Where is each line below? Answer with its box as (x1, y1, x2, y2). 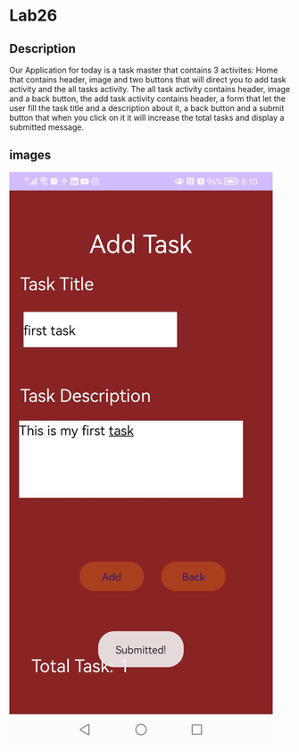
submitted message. (9, 122, 85, 132)
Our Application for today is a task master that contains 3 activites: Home (9, 64, 278, 75)
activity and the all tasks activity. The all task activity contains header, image (9, 84, 291, 94)
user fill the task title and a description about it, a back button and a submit (9, 103, 285, 113)
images (9, 148, 52, 163)
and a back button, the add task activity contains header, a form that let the (9, 93, 286, 104)
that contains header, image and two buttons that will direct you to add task (9, 74, 287, 85)
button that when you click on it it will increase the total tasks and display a (9, 113, 285, 123)
